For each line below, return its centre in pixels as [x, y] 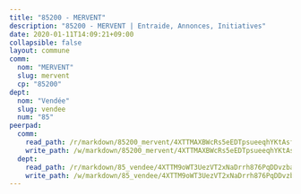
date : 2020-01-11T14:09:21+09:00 [72, 34]
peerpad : [26, 126]
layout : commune [39, 51]
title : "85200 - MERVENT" [57, 17]
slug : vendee [42, 109]
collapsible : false [46, 42]
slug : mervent [43, 76]
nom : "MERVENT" [46, 68]
